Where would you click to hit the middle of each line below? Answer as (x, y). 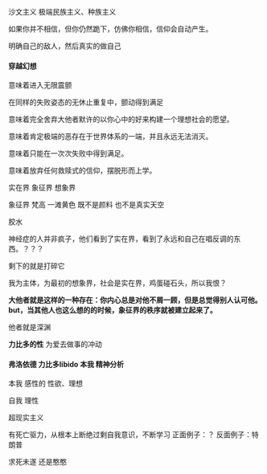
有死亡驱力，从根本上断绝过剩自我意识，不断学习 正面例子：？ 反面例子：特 (133, 435)
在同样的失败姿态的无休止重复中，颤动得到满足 (86, 102)
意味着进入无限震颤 (40, 85)
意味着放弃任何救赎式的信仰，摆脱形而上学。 (82, 170)
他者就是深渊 (29, 327)
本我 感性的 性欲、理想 (45, 383)
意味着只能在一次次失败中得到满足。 (68, 153)
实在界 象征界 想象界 (42, 188)
